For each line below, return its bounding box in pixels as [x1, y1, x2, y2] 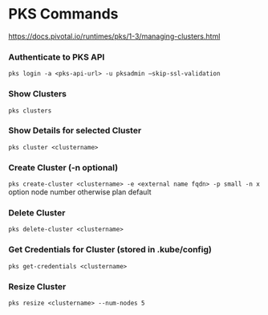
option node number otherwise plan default [8, 187, 152, 197]
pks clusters [8, 106, 52, 115]
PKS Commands [8, 5, 119, 23]
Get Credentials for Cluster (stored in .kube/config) [8, 244, 213, 256]
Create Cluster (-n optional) [8, 162, 119, 173]
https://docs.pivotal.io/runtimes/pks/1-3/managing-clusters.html [8, 31, 221, 41]
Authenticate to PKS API [8, 51, 105, 63]
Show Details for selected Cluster [8, 125, 142, 137]
